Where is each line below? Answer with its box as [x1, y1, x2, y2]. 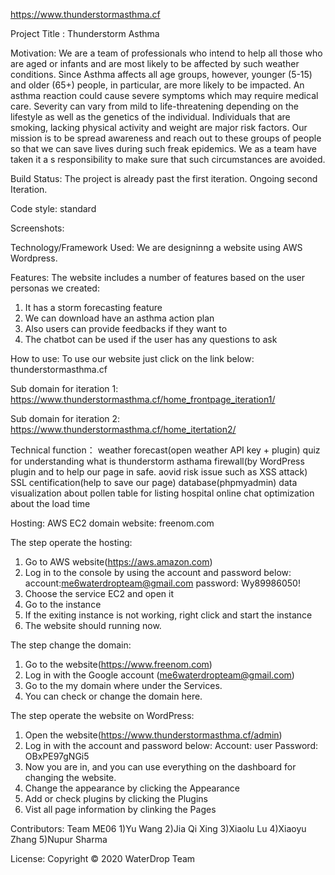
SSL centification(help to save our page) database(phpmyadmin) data [10, 477, 298, 488]
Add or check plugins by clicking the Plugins [24, 793, 208, 804]
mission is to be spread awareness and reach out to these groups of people [10, 132, 322, 144]
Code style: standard [10, 203, 97, 214]
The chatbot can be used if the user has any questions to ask [24, 334, 278, 345]
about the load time [10, 498, 91, 509]
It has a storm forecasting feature [24, 302, 163, 313]
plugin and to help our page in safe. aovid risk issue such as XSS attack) [10, 466, 308, 478]
